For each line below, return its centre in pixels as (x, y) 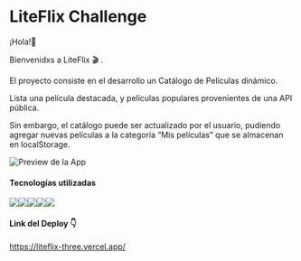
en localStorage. (40, 144)
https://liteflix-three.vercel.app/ (68, 247)
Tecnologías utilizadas (53, 182)
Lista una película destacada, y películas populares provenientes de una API (151, 98)
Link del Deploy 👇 (43, 223)
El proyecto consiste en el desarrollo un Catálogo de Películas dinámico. (144, 80)
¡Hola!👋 (23, 42)
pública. (24, 107)
